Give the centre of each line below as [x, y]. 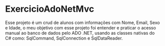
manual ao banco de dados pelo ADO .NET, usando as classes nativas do [80, 33]
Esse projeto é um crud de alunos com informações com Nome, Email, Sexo [82, 23]
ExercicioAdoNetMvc [50, 9]
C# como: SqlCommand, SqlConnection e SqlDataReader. [64, 38]
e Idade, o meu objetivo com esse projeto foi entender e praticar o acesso [81, 27]
